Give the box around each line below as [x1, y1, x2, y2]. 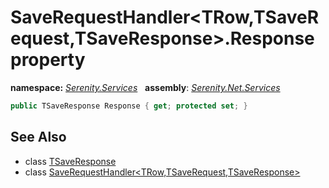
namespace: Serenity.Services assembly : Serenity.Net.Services [10, 81, 281, 93]
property [10, 49, 86, 71]
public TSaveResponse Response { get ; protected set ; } [10, 101, 248, 111]
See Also [10, 129, 67, 146]
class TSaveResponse [24, 155, 117, 167]
